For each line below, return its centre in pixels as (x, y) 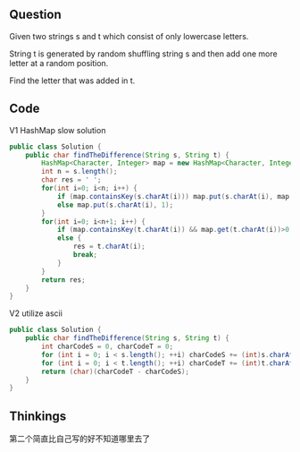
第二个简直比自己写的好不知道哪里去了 (79, 439)
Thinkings (38, 416)
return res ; (64, 280)
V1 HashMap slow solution (58, 130)
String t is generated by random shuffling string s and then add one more (144, 54)
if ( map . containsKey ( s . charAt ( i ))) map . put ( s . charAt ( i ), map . (175, 196)
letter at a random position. (59, 63)
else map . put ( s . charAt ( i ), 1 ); (115, 205)
